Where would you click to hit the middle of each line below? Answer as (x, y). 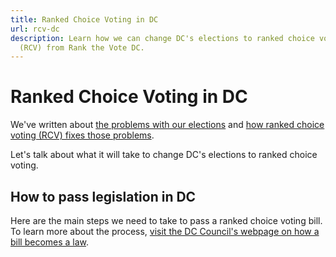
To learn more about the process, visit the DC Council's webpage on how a (165, 231)
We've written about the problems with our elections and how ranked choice (167, 125)
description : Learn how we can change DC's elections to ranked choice (162, 38)
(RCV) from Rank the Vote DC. (82, 47)
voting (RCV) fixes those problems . (82, 135)
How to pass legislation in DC (103, 196)
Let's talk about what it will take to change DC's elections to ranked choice (164, 155)
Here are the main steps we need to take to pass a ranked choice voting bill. (166, 220)
